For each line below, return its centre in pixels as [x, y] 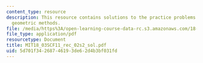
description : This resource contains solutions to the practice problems [101, 17]
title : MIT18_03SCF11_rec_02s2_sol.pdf [56, 46]
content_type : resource [36, 12]
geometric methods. [36, 23]
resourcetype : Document [36, 40]
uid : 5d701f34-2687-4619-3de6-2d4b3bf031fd [62, 51]
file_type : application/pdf [42, 34]
